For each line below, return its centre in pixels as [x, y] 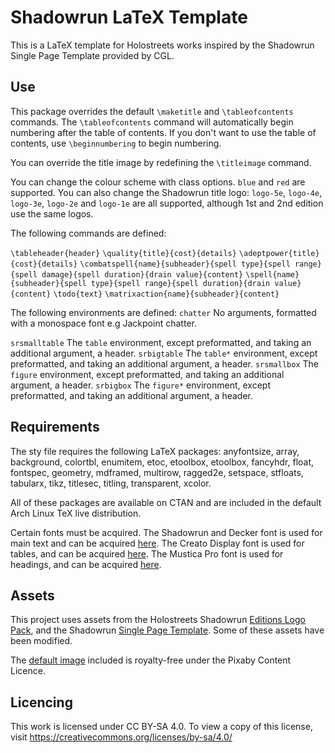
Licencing [41, 702]
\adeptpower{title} [279, 253]
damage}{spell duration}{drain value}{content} [142, 274]
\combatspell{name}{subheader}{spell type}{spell [185, 264]
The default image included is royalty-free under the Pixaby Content [151, 660]
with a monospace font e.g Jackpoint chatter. [103, 323]
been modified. [41, 641]
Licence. [28, 671]
